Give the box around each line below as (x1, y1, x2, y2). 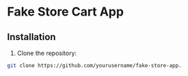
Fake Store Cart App (7, 4, 124, 20)
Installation (7, 31, 56, 43)
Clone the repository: (16, 49, 77, 57)
